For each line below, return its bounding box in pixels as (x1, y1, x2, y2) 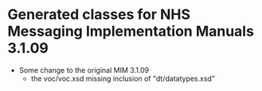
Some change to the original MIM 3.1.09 (18, 65, 150, 74)
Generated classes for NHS (7, 6, 191, 24)
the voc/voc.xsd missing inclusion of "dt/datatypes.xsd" (30, 74, 216, 83)
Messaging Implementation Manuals (7, 22, 254, 40)
